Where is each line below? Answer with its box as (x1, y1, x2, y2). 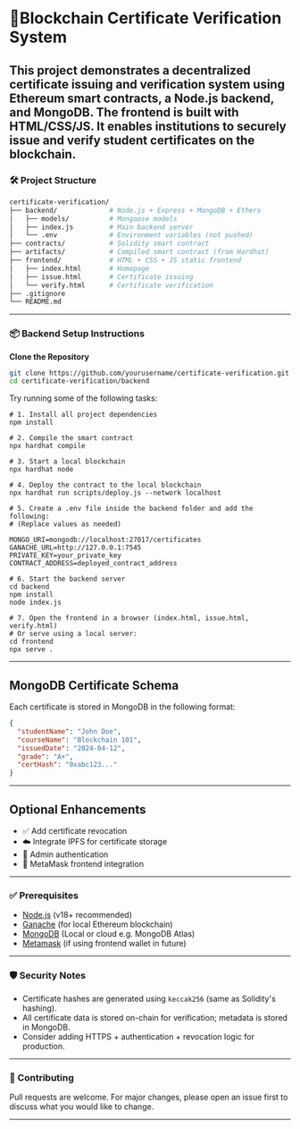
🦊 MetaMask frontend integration (21, 859, 145, 870)
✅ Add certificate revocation (21, 826, 128, 836)
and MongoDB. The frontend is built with (9, 105, 239, 120)
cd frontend (9, 637, 54, 647)
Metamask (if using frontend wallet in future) (21, 938, 187, 949)
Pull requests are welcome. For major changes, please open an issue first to (9, 1091, 288, 1102)
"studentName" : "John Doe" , (17, 726, 122, 736)
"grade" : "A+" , (17, 751, 74, 761)
